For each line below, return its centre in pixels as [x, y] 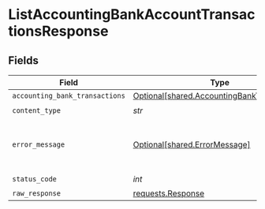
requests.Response [169, 193]
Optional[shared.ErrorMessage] [192, 145]
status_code [35, 179]
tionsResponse [58, 31]
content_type [37, 110]
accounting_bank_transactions [69, 96]
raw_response [37, 194]
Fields [24, 60]
